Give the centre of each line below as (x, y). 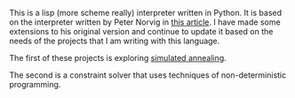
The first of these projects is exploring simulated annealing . (118, 58)
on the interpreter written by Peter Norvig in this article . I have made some (145, 22)
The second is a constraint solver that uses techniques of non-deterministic (148, 75)
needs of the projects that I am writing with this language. (115, 41)
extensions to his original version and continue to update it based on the (141, 31)
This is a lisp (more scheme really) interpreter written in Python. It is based (146, 13)
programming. (35, 84)
